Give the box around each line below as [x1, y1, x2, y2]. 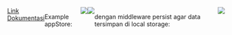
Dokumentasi [7, 14, 45, 22]
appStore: [44, 20, 72, 28]
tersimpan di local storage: [94, 20, 171, 28]
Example [44, 13, 69, 21]
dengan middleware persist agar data [94, 13, 201, 21]
